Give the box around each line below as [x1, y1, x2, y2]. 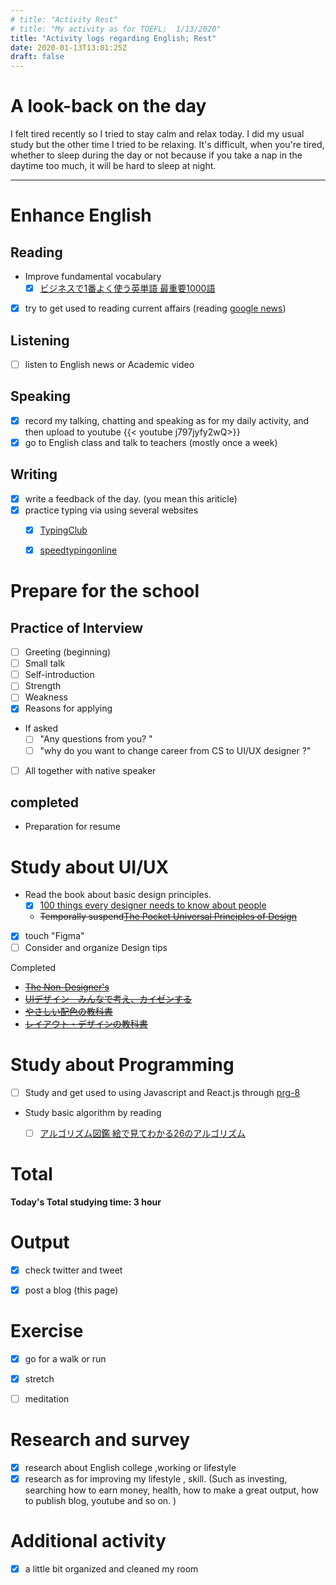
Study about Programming [10, 1053, 235, 1076]
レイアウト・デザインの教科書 [24, 1017, 148, 1030]
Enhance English [10, 204, 152, 227]
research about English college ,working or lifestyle [24, 1461, 237, 1473]
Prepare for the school [10, 580, 200, 603]
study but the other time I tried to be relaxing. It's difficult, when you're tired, [10, 139, 325, 151]
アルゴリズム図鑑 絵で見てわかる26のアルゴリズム [39, 1127, 246, 1139]
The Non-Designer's [24, 981, 110, 993]
